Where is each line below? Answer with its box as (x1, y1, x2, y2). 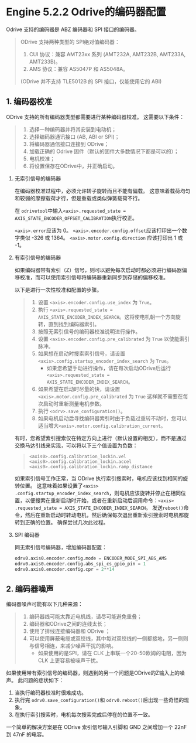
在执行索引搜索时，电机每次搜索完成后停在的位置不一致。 (14, 711, 153, 718)
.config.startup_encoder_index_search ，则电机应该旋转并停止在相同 (14, 489, 181, 496)
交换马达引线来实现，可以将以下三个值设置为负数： (14, 442, 138, 449)
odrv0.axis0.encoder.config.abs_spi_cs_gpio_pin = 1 (14, 561, 146, 567)
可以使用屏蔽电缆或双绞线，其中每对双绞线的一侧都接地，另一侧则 (29, 635, 188, 642)
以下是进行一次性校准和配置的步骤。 (14, 286, 102, 293)
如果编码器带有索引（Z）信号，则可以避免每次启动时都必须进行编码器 (14, 266, 183, 273)
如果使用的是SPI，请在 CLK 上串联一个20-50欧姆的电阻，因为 (37, 650, 187, 657)
